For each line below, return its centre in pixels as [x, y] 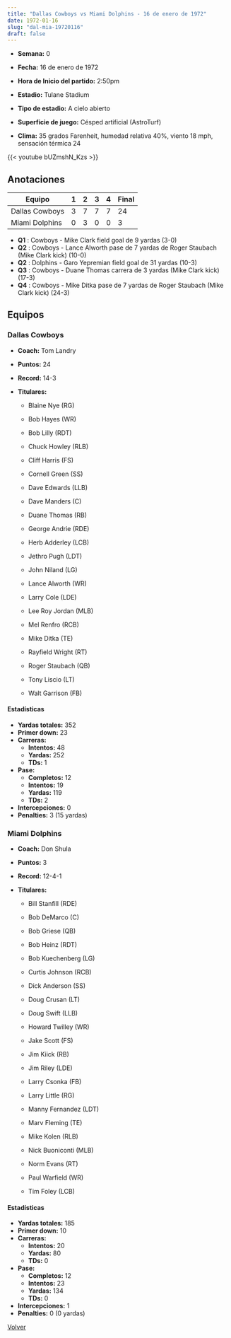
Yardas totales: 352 [47, 725]
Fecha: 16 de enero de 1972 [58, 67]
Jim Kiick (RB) [48, 1054]
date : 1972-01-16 [33, 21]
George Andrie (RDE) [59, 528]
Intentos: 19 [46, 785]
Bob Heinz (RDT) [53, 945]
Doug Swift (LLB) [53, 1013]
